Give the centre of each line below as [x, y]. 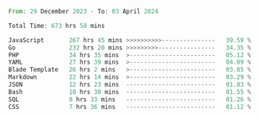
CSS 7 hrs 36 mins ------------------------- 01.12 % [129, 107]
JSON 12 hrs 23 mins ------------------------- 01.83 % [129, 84]
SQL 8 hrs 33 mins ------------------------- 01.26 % [129, 99]
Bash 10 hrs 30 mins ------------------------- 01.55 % [129, 92]
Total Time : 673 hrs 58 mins [57, 25]
